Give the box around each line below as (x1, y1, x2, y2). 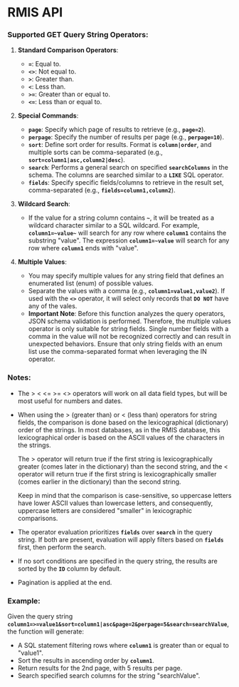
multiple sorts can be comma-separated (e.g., (28, 148, 164, 157)
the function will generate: (7, 627, 84, 636)
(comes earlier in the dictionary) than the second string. (17, 477, 181, 486)
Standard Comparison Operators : (17, 46, 119, 54)
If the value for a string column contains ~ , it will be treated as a (28, 213, 215, 222)
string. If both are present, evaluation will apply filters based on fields (17, 535, 224, 544)
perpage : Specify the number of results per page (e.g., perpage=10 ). (28, 133, 224, 141)
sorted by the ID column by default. (17, 564, 122, 573)
